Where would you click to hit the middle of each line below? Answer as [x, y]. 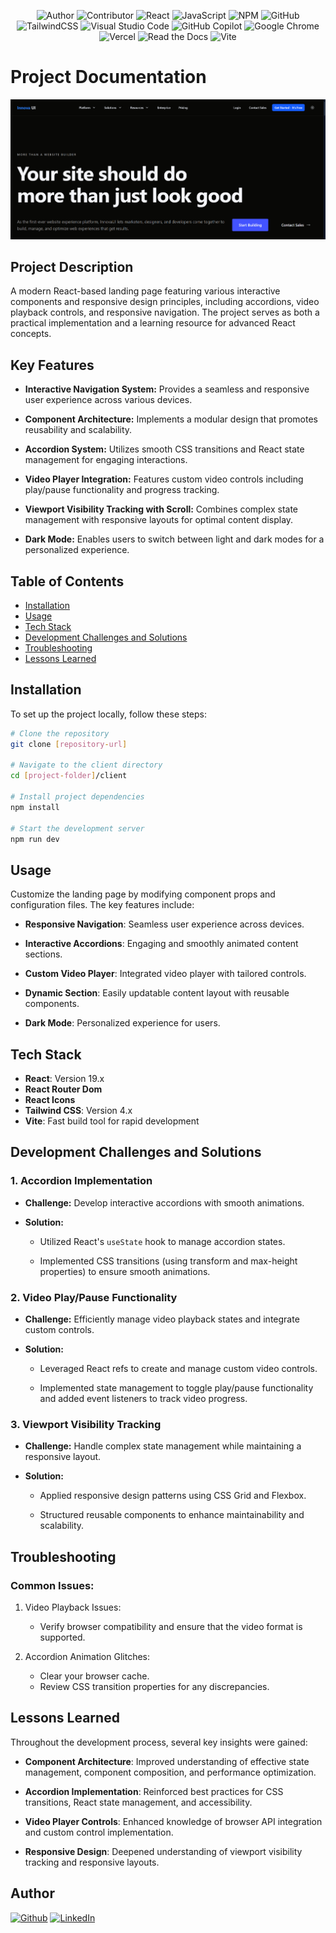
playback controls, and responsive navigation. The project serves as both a [165, 312]
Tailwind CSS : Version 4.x [78, 1111]
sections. [43, 954]
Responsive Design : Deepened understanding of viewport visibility [163, 1851]
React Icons [50, 1100]
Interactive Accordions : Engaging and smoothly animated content [161, 944]
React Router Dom [63, 1089]
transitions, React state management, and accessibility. [138, 1802]
